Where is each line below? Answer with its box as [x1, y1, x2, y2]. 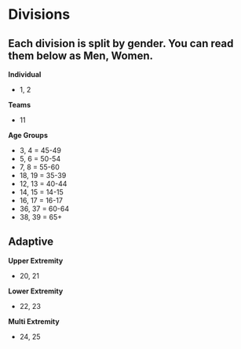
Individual [8, 70, 42, 79]
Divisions [8, 5, 71, 24]
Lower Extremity [8, 286, 64, 296]
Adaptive [8, 235, 53, 249]
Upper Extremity [8, 256, 64, 265]
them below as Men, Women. [8, 49, 154, 62]
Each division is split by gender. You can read [8, 37, 234, 50]
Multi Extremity [8, 316, 60, 326]
